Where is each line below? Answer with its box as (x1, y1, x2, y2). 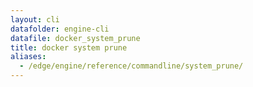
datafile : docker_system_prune (10, 33, 141, 43)
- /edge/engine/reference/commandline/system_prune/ (19, 61, 244, 71)
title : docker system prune (10, 42, 128, 53)
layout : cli (10, 14, 60, 25)
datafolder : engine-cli (10, 24, 110, 34)
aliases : (10, 52, 47, 62)
